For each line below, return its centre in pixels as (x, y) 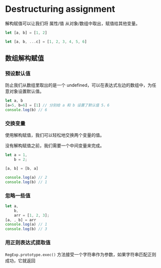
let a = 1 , (16, 155)
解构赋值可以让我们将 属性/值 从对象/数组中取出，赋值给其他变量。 (73, 23)
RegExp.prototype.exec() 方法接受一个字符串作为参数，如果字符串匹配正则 (81, 254)
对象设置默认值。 (27, 91)
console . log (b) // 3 (26, 229)
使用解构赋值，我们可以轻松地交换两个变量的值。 (55, 135)
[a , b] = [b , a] (22, 169)
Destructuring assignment (60, 9)
